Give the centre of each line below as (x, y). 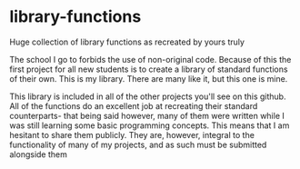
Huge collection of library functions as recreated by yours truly (127, 42)
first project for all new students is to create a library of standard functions (149, 69)
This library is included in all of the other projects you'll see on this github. (148, 96)
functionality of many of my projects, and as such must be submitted (138, 144)
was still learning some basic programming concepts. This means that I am (150, 125)
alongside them (39, 154)
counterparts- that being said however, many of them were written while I (147, 115)
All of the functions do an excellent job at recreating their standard (134, 105)
